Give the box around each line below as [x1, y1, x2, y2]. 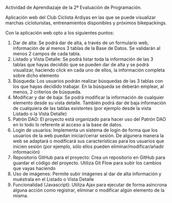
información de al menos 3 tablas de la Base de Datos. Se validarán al [12, 45, 161, 51]
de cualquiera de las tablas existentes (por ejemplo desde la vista [12, 105, 151, 111]
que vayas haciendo [12, 165, 56, 171]
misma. [12, 193, 28, 198]
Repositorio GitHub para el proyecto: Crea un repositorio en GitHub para [12, 154, 165, 160]
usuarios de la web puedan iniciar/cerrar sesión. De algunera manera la [12, 133, 164, 138]
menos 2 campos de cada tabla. [12, 51, 81, 57]
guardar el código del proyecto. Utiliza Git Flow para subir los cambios [12, 160, 162, 166]
